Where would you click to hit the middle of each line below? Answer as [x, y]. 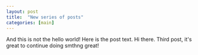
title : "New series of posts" [45, 17]
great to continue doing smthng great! [53, 46]
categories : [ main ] [30, 22]
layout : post [22, 12]
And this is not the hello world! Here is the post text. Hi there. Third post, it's [99, 40]
